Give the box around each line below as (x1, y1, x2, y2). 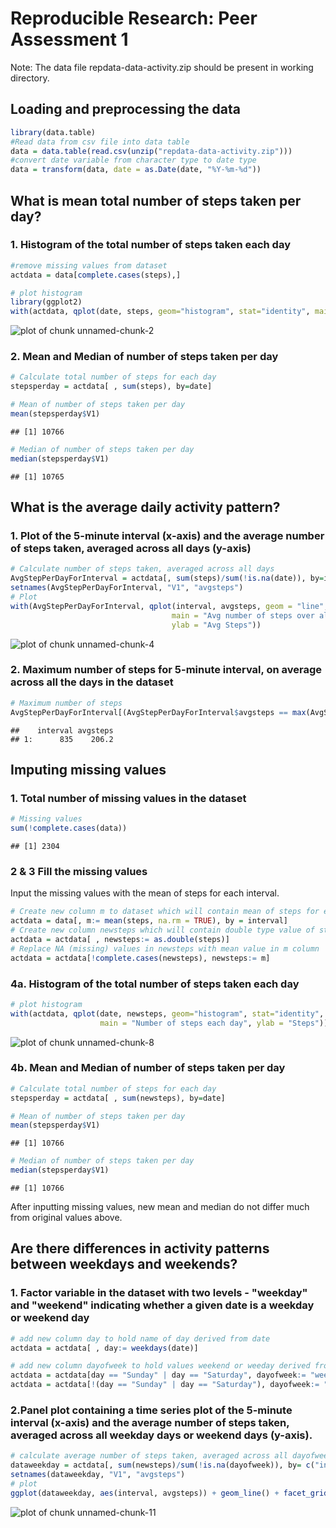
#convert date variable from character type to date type (10, 155, 257, 166)
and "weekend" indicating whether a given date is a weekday (10, 1298, 315, 1312)
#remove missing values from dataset (10, 260, 168, 271)
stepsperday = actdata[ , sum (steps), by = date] (10, 382, 213, 392)
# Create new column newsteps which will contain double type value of (10, 925, 315, 936)
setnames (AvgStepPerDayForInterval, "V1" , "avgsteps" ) (10, 583, 244, 593)
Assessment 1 (10, 28, 129, 51)
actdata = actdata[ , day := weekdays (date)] (10, 1343, 199, 1353)
